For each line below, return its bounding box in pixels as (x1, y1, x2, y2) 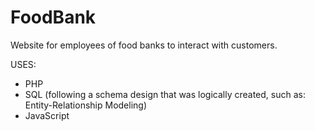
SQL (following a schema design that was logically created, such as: (24, 88, 306, 100)
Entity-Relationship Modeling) (24, 99, 148, 111)
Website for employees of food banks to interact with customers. (10, 39, 278, 51)
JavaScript (24, 109, 70, 121)
